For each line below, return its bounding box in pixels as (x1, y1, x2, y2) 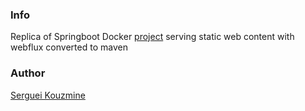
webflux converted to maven (10, 41, 128, 53)
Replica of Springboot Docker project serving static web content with (10, 31, 295, 43)
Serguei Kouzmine (10, 89, 86, 101)
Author (10, 66, 46, 80)
